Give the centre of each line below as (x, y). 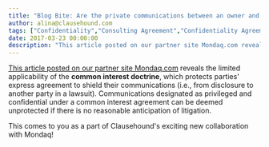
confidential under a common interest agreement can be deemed (116, 102)
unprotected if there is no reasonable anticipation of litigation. (110, 111)
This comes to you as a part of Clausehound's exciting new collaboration (128, 126)
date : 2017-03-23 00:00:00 (53, 38)
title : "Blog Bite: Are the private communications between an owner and (134, 16)
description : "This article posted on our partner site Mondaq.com (123, 46)
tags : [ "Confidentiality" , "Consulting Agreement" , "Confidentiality (123, 30)
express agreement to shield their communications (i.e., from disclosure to (131, 85)
